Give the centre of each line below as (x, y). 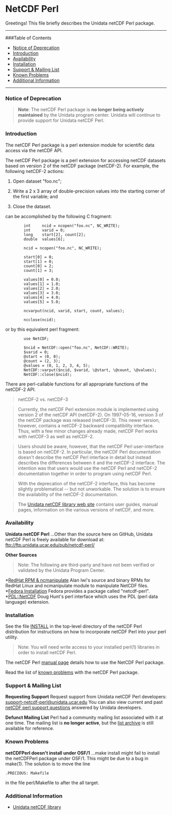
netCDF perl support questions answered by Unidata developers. (74, 707)
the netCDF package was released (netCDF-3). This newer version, (89, 420)
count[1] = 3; (39, 270)
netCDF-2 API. (20, 389)
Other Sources (21, 555)
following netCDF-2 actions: (35, 171)
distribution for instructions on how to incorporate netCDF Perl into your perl (86, 632)
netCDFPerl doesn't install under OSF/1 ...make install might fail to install (82, 753)
